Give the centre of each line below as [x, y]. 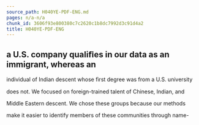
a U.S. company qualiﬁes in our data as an [88, 55]
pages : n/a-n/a [26, 18]
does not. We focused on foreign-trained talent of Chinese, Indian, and [96, 91]
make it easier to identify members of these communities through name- [98, 115]
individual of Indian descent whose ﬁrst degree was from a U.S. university [99, 79]
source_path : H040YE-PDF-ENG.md [47, 12]
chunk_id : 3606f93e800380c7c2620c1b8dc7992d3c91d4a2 [75, 23]
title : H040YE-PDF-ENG [35, 29]
